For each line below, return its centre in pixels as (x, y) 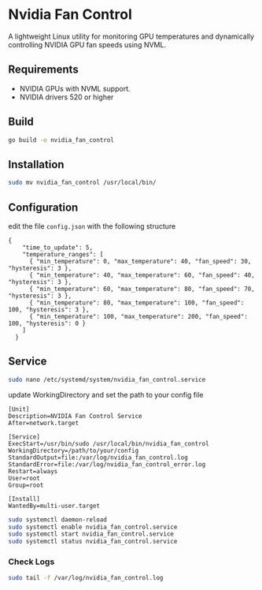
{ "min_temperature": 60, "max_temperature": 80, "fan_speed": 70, (142, 289)
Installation (36, 164)
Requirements (43, 70)
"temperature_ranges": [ (63, 254)
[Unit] (19, 409)
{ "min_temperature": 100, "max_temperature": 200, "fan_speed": (138, 316)
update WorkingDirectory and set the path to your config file (106, 394)
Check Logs (31, 562)
